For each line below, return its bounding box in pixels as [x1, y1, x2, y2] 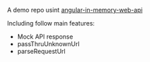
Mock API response [17, 32, 74, 41]
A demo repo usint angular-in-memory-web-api [7, 6, 143, 14]
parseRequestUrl [17, 48, 66, 55]
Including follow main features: [7, 19, 95, 27]
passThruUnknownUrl [17, 40, 79, 48]
